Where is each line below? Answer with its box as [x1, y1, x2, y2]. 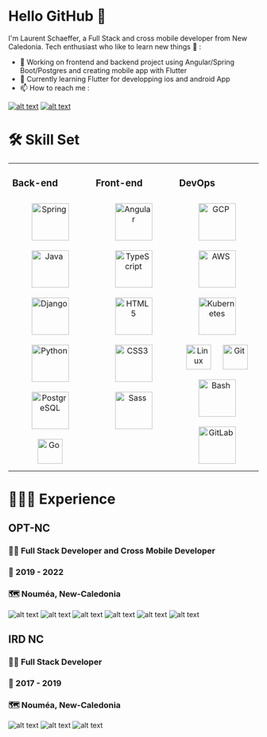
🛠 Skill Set [8, 131, 80, 149]
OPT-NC [8, 522, 51, 535]
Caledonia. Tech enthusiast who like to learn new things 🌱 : [8, 41, 202, 51]
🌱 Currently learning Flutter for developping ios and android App [19, 74, 230, 83]
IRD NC [8, 632, 44, 646]
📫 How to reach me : [19, 83, 90, 92]
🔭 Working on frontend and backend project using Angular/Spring [19, 57, 235, 67]
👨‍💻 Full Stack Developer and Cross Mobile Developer [8, 546, 216, 557]
